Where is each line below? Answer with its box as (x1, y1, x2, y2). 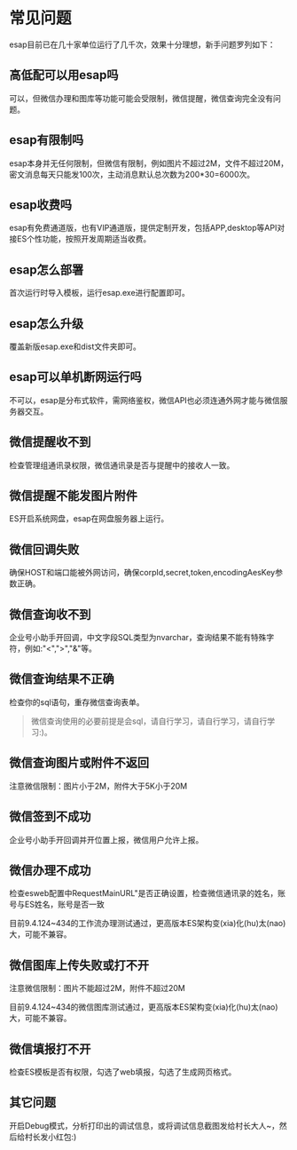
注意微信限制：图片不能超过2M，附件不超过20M (9, 983, 186, 994)
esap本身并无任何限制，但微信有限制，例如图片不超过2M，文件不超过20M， (9, 157, 289, 169)
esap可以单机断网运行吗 (9, 369, 142, 385)
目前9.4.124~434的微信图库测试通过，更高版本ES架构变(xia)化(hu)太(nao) (9, 1002, 278, 1012)
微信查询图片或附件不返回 (9, 756, 149, 771)
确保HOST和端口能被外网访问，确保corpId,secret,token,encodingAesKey (9, 567, 276, 578)
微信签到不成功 (9, 809, 91, 824)
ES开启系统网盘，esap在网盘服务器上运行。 (9, 513, 169, 524)
